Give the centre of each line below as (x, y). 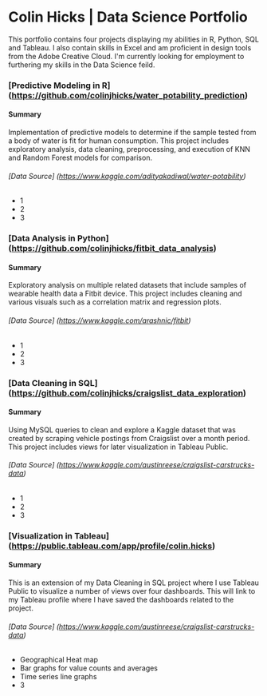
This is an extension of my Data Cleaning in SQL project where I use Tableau (133, 583)
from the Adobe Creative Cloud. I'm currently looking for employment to (126, 56)
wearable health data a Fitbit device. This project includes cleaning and (125, 294)
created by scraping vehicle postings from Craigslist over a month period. (129, 438)
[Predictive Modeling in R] (59, 86)
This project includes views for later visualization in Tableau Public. (118, 447)
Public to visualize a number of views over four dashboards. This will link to (132, 591)
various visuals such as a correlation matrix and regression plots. (115, 302)
